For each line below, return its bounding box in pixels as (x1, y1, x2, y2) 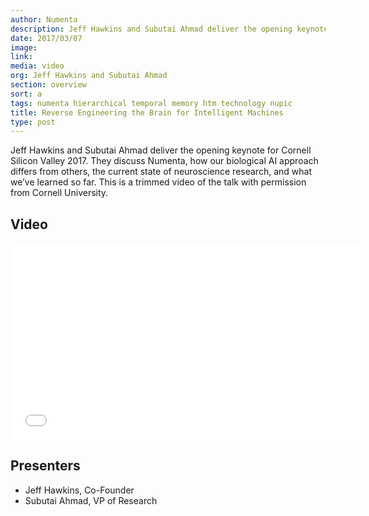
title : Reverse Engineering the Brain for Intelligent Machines (10, 107, 284, 118)
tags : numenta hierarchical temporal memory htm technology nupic (10, 98, 293, 108)
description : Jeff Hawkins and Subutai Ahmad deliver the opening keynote (10, 24, 329, 34)
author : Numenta (10, 14, 78, 25)
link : (10, 52, 33, 62)
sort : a (10, 89, 43, 99)
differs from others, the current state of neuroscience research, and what (10, 166, 312, 178)
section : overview (10, 80, 87, 90)
